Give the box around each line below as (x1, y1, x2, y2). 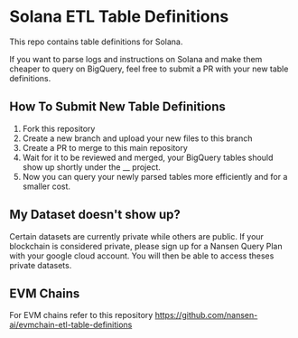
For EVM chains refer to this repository (9, 310, 154, 321)
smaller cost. (22, 181, 70, 192)
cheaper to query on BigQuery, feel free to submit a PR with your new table (9, 63, 289, 74)
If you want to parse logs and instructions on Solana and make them (9, 53, 263, 64)
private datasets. (9, 259, 72, 270)
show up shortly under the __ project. (22, 161, 161, 173)
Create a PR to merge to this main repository (22, 142, 188, 153)
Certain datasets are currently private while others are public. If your (9, 230, 265, 241)
